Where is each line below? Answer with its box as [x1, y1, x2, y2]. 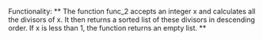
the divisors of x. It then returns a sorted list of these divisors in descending [8, 15, 256, 24]
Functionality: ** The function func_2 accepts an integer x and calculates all [8, 7, 256, 16]
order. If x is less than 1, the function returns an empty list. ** [8, 24, 207, 32]
